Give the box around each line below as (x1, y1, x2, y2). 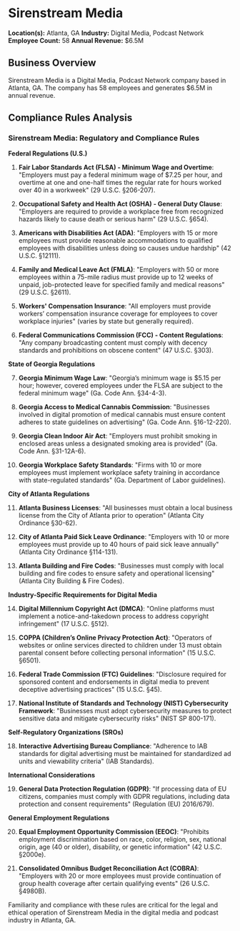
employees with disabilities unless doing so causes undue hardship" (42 (18, 244, 231, 253)
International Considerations (8, 771, 96, 780)
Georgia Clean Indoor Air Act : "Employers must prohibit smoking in (18, 432, 217, 441)
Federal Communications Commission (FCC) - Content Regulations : (18, 331, 224, 340)
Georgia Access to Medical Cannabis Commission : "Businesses (18, 403, 210, 411)
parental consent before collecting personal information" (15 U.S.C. (18, 648, 216, 658)
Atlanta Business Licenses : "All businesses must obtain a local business (18, 503, 233, 512)
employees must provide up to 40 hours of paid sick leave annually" (18, 540, 219, 549)
